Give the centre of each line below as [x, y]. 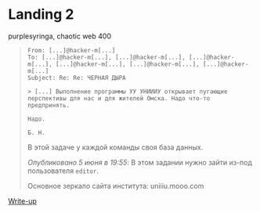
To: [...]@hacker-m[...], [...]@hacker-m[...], [106, 57]
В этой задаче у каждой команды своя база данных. [115, 147]
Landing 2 [41, 14]
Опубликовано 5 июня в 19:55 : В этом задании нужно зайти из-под [140, 162]
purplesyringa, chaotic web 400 [60, 36]
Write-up [23, 200]
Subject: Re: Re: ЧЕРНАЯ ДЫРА [77, 78]
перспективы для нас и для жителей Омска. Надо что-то [119, 98]
